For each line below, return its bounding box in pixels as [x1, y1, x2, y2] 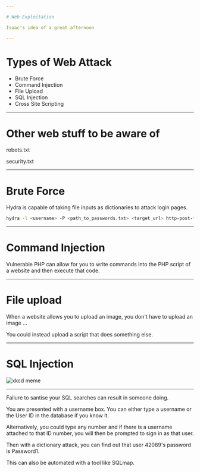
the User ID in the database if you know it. [6, 412, 109, 419]
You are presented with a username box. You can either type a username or [6, 405, 192, 413]
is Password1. [6, 448, 40, 455]
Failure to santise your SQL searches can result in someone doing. [6, 394, 169, 401]
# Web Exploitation [6, 14, 55, 20]
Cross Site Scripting [14, 100, 64, 108]
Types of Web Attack [6, 55, 112, 69]
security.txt [6, 158, 34, 165]
